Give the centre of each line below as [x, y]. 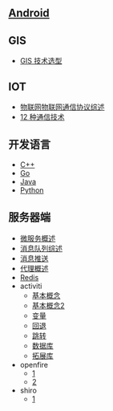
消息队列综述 [41, 248]
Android [29, 13]
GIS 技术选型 [41, 61]
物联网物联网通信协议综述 [62, 107]
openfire [34, 364]
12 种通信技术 [42, 117]
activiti [31, 286]
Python [32, 190]
